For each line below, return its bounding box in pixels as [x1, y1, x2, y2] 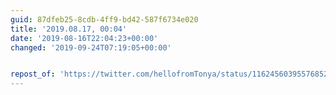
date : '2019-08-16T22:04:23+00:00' [10, 33, 159, 43]
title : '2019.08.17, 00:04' [10, 24, 128, 34]
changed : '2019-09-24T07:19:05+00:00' [10, 42, 172, 53]
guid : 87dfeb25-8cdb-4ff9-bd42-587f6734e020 [10, 14, 199, 25]
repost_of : [10, 69, 56, 80]
